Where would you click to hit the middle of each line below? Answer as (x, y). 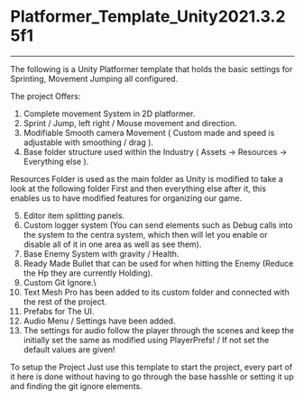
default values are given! (69, 350)
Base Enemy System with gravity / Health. (101, 253)
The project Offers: (46, 95)
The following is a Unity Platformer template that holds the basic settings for (152, 68)
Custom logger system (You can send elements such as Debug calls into (158, 225)
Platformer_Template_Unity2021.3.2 (148, 17)
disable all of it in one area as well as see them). (112, 244)
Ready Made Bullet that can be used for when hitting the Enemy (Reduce (158, 263)
